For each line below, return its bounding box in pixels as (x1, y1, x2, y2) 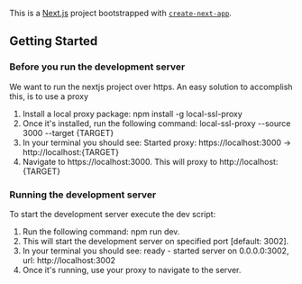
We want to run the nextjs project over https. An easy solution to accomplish (9, 81, 293, 92)
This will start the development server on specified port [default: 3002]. (22, 235, 289, 246)
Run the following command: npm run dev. (22, 225, 180, 237)
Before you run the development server (9, 60, 186, 73)
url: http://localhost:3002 (22, 254, 115, 265)
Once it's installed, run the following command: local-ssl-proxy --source (22, 117, 291, 129)
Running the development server (9, 188, 157, 201)
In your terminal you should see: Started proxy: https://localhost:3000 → (22, 137, 291, 148)
